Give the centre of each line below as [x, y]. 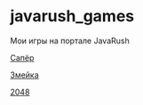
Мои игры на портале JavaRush [70, 41]
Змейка [24, 75]
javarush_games [72, 16]
